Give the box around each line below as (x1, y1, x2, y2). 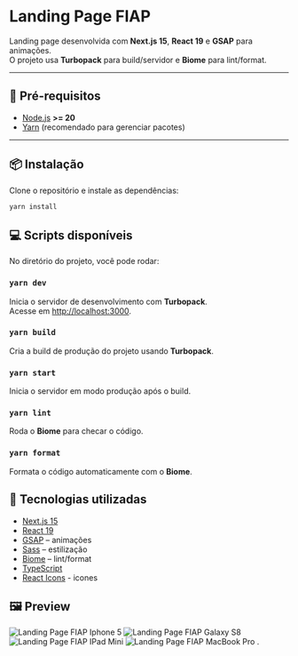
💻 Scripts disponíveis (9, 228, 133, 243)
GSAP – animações (21, 534, 92, 545)
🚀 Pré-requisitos (9, 89, 101, 104)
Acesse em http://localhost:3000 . (9, 305, 131, 316)
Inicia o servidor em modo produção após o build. (9, 386, 192, 396)
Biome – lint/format (21, 553, 92, 564)
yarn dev (9, 278, 47, 288)
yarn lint (9, 408, 51, 419)
